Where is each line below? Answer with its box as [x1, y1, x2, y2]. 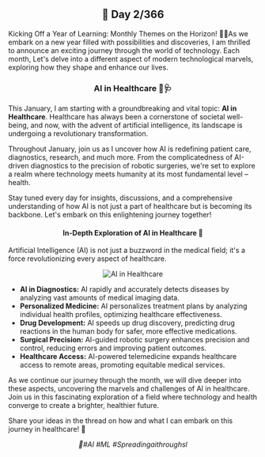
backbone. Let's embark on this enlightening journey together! [8, 210, 212, 220]
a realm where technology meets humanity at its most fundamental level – [8, 169, 248, 179]
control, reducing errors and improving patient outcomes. [19, 343, 207, 353]
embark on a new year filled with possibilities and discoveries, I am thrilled [8, 37, 251, 47]
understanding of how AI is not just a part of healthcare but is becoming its [8, 202, 252, 211]
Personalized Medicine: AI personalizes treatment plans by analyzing [19, 301, 248, 311]
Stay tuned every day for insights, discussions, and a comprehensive [8, 193, 233, 202]
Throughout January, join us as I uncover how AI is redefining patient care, [8, 144, 252, 154]
